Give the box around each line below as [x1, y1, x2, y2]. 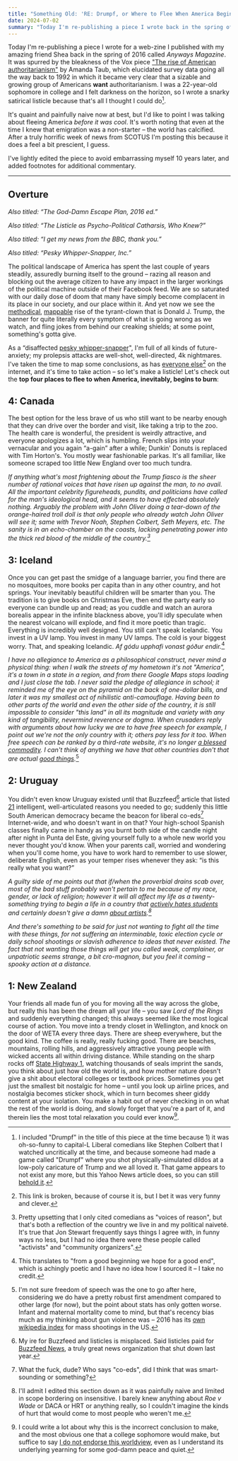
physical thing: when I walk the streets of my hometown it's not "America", [8, 663, 225, 671]
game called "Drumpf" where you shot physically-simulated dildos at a [18, 1156, 224, 1164]
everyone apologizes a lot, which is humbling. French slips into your [8, 436, 206, 445]
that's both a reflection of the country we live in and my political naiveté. [18, 1221, 229, 1229]
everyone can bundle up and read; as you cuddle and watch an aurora [8, 603, 213, 611]
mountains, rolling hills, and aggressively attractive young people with [8, 1044, 211, 1052]
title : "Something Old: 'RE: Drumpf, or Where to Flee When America [8, 10, 214, 18]
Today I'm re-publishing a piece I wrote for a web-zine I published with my [8, 43, 225, 52]
